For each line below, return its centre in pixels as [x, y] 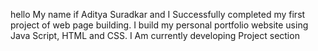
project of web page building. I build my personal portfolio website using [159, 25]
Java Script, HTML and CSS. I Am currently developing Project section [155, 35]
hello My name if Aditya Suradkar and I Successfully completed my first [158, 14]
